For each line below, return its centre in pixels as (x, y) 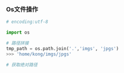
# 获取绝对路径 (22, 65)
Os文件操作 (22, 9)
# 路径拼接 (18, 43)
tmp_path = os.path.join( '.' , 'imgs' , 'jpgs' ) (62, 48)
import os (18, 33)
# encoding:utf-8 (27, 22)
